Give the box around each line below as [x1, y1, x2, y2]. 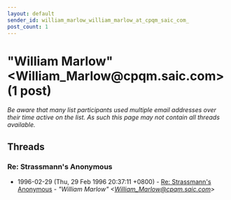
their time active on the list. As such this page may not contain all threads [7, 113, 220, 122]
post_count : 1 [7, 23, 49, 30]
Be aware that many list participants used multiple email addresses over [7, 106, 217, 114]
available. [7, 121, 36, 129]
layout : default [7, 10, 55, 17]
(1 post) [7, 83, 52, 98]
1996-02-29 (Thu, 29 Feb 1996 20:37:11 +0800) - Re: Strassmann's [17, 178, 211, 185]
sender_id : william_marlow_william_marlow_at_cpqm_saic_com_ [7, 17, 190, 24]
